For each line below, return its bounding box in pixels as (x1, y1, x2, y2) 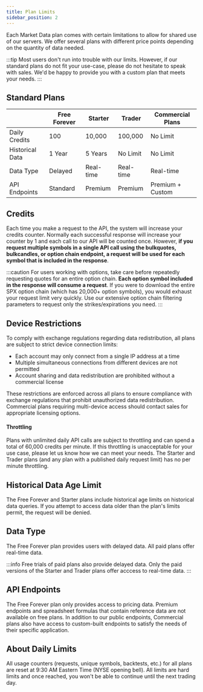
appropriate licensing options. (6, 409, 81, 417)
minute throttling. (6, 463, 49, 470)
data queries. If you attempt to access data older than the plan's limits (6, 502, 180, 509)
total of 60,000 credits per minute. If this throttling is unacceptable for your (6, 443, 193, 450)
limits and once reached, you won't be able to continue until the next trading (6, 673, 196, 680)
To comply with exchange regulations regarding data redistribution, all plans (6, 334, 195, 341)
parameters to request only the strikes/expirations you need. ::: (6, 301, 163, 308)
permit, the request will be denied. (6, 509, 92, 516)
